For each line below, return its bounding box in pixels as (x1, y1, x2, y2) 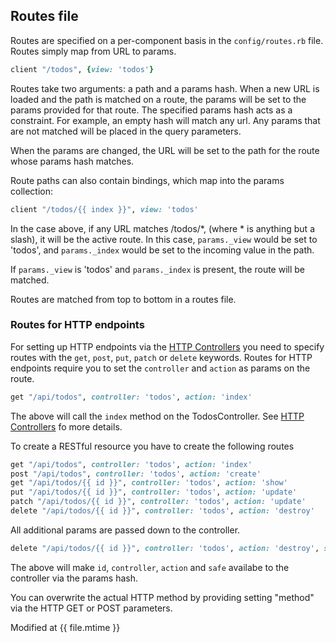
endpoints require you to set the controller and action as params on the (10, 362, 311, 374)
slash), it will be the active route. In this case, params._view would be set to (10, 233, 318, 245)
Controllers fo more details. (10, 420, 123, 433)
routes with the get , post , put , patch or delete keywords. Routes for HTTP (10, 351, 313, 363)
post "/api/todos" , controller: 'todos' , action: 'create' (10, 469, 262, 479)
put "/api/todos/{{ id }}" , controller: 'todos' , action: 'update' (10, 487, 298, 498)
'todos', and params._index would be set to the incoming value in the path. (10, 244, 315, 256)
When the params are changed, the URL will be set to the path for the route (10, 144, 320, 156)
